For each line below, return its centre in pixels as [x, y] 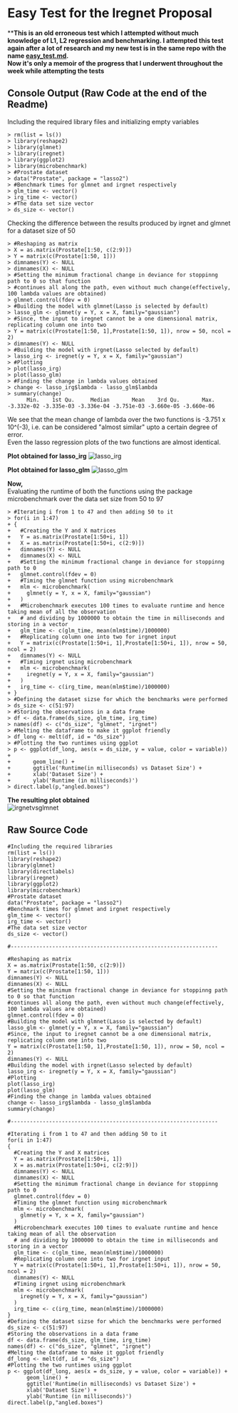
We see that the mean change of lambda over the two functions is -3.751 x [117, 419]
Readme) [28, 105]
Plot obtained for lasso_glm [49, 470]
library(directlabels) [41, 871]
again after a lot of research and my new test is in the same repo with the [117, 48]
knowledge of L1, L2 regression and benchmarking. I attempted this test [115, 40]
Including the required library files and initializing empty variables [103, 121]
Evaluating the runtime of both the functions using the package [100, 491]
